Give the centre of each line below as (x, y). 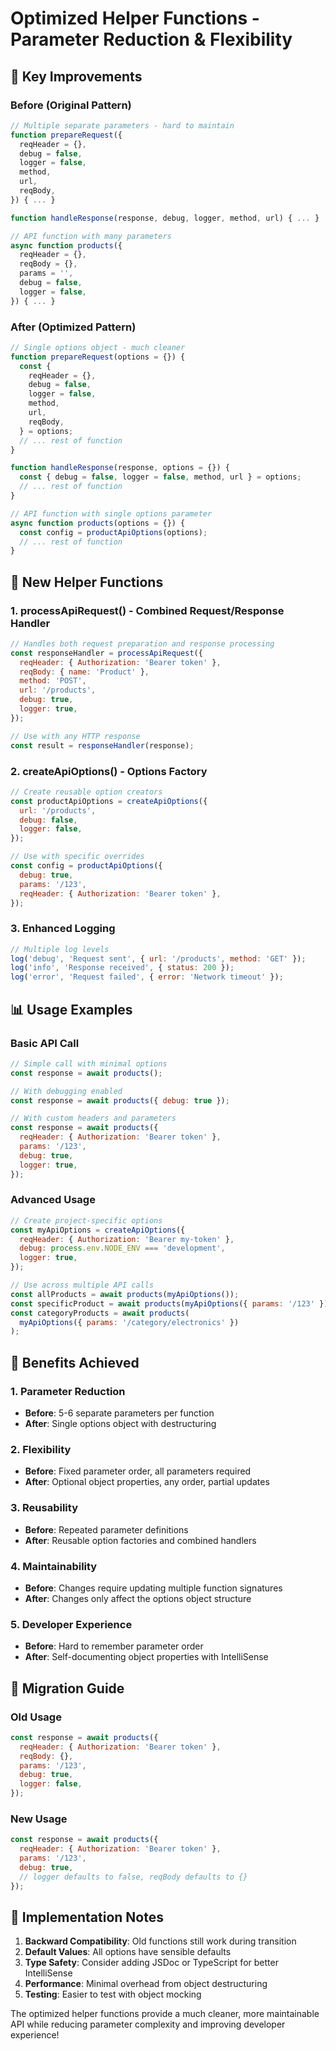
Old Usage (36, 1717)
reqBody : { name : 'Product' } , (84, 672)
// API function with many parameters (91, 236)
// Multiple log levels (60, 949)
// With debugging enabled (66, 1091)
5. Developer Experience (71, 1624)
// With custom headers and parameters (93, 1118)
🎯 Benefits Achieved (75, 1362)
